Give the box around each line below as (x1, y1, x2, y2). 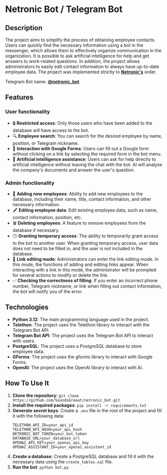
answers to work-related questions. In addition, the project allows (5, 58, 140, 64)
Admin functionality (5, 179, 55, 186)
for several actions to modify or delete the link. (12, 272, 109, 278)
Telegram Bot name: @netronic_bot (5, 79, 79, 84)
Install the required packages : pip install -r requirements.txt (12, 402, 146, 408)
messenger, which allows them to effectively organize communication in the (5, 48, 161, 53)
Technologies (5, 303, 49, 312)
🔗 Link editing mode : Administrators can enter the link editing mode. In (12, 256, 159, 262)
